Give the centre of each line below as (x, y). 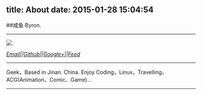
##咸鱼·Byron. (24, 25)
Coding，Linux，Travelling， (131, 72)
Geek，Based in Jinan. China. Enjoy (50, 72)
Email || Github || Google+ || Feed (43, 54)
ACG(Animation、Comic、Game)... (49, 79)
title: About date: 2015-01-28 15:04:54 (80, 10)
